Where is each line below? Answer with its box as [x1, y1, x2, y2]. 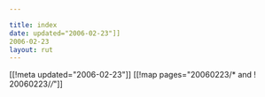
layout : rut [9, 45, 53, 54]
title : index [9, 20, 58, 29]
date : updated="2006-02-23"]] [9, 28, 121, 38]
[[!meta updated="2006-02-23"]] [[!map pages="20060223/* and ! [9, 70, 257, 80]
